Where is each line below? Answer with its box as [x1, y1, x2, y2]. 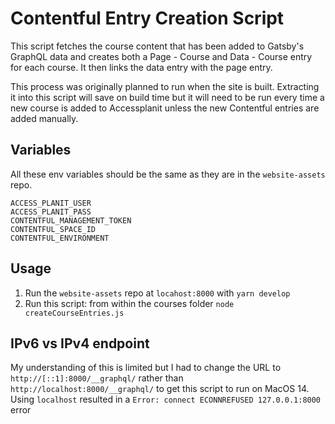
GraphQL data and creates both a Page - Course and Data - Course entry [10, 50, 313, 62]
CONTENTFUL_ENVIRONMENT [10, 233, 110, 243]
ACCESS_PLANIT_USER [10, 198, 92, 208]
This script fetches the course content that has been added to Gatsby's [10, 40, 305, 52]
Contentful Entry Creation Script [10, 7, 285, 30]
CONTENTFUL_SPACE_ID [10, 224, 97, 234]
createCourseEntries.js [24, 308, 125, 318]
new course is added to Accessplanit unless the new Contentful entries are [10, 102, 320, 114]
